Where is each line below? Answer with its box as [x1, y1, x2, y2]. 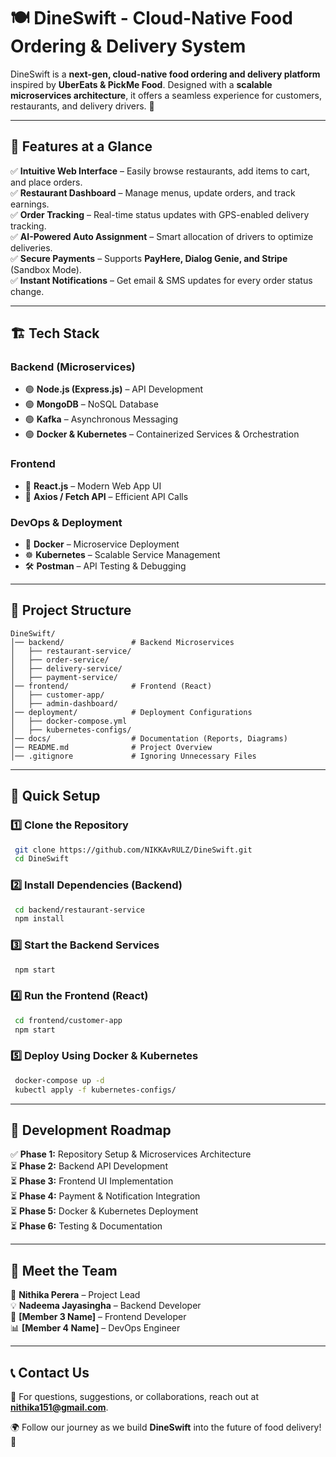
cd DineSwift [14, 854, 70, 864]
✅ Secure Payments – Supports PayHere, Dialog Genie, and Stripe [10, 252, 288, 264]
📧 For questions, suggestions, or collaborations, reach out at [10, 1391, 260, 1403]
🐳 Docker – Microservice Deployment [24, 538, 180, 550]
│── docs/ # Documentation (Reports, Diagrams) [10, 733, 288, 744]
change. [10, 285, 45, 297]
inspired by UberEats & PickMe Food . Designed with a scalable [10, 78, 273, 90]
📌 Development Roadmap [10, 1121, 172, 1139]
